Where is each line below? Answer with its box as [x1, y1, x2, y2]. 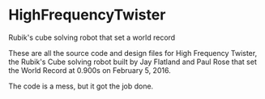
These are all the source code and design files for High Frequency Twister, [8, 48, 258, 58]
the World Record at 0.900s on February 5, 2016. [8, 65, 172, 75]
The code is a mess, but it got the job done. [8, 81, 154, 91]
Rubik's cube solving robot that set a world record [8, 32, 176, 42]
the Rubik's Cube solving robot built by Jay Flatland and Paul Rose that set [8, 57, 257, 67]
